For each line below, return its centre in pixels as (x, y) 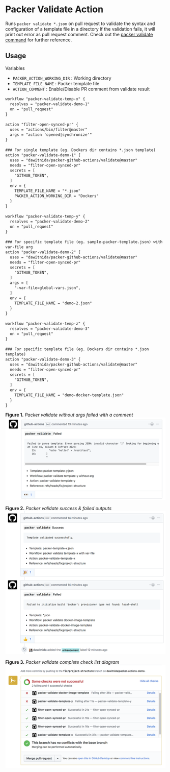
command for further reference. (39, 40)
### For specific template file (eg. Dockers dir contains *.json (77, 349)
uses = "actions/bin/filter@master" (49, 129)
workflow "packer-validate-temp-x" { (45, 99)
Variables (15, 68)
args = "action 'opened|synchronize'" (51, 135)
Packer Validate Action (54, 9)
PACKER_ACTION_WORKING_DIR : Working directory (62, 78)
